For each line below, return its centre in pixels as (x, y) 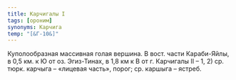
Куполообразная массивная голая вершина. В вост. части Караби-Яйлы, (118, 54)
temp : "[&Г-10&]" (33, 34)
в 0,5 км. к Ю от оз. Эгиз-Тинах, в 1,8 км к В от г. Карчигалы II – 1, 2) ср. (116, 62)
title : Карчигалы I (36, 14)
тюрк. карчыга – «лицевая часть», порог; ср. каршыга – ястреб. (104, 69)
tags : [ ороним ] (30, 21)
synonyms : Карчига (35, 27)
